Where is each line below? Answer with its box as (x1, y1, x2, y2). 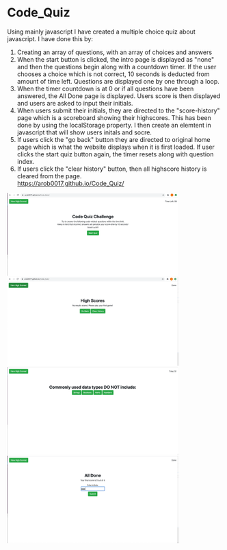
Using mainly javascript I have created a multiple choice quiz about (7, 27, 196, 36)
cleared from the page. (16, 171, 82, 180)
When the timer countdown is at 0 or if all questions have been (16, 84, 194, 93)
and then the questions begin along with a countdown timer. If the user (16, 62, 217, 71)
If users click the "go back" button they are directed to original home (16, 135, 211, 143)
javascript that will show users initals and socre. (16, 128, 152, 136)
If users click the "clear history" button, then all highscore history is (16, 165, 207, 173)
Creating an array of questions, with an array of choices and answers (16, 48, 213, 56)
